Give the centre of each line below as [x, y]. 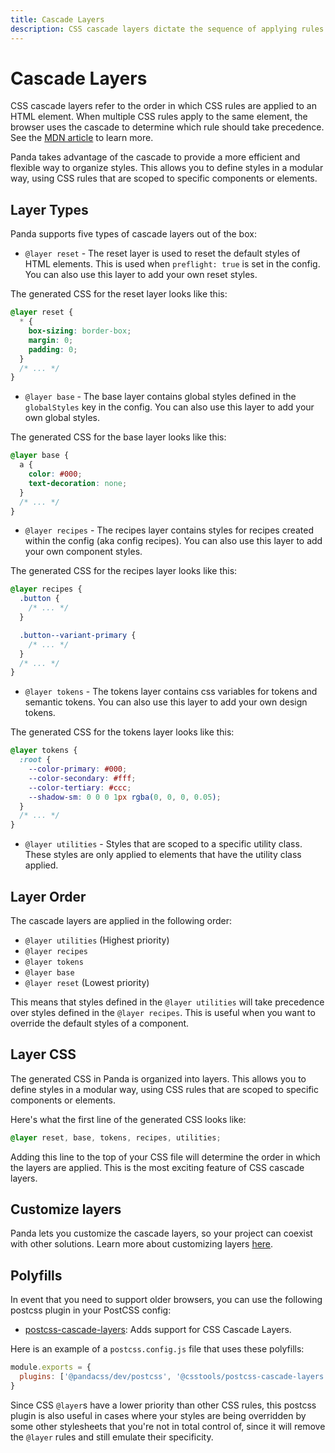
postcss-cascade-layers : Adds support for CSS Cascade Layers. [158, 1330]
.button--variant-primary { [78, 635]
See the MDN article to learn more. [82, 138]
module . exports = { [51, 1367]
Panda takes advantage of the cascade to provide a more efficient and [155, 157]
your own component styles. [83, 552]
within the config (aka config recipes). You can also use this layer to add [173, 541]
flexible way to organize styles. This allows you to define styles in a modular [167, 168]
